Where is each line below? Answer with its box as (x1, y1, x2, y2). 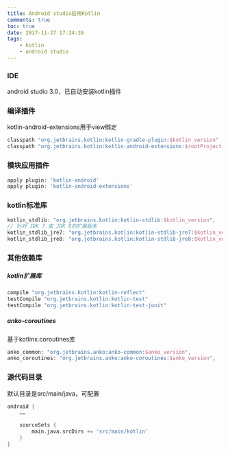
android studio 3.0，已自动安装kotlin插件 (7, 87, 122, 96)
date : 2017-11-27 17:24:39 (7, 29, 84, 36)
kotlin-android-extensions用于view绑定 (7, 123, 118, 131)
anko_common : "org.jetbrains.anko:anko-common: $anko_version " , (7, 348, 192, 355)
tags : (7, 36, 23, 43)
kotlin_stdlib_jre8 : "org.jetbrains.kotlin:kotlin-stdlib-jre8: (7, 236, 194, 243)
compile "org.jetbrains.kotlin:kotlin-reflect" (7, 289, 146, 296)
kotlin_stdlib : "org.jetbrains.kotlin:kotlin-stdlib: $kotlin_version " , (7, 217, 216, 224)
